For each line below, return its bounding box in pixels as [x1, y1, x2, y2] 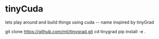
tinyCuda [5, 3, 43, 14]
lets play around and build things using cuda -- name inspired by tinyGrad [5, 19, 155, 25]
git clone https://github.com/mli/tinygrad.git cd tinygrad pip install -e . [5, 28, 146, 34]
